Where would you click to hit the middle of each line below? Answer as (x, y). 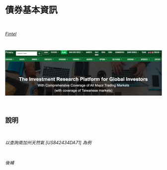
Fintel (11, 34)
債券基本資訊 (32, 10)
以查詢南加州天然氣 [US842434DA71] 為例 (48, 143)
